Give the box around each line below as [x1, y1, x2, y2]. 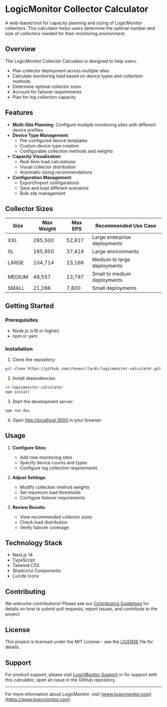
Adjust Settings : [12, 474, 47, 480]
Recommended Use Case [95, 222, 157, 229]
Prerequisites [5, 316, 38, 323]
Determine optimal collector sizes [12, 83, 81, 89]
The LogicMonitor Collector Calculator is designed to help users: [5, 58, 138, 64]
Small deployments [92, 284, 137, 291]
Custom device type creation [19, 142, 80, 148]
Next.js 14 [12, 552, 33, 558]
